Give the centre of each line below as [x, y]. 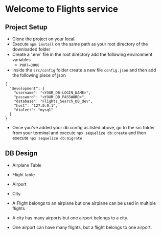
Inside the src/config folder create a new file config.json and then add [84, 70]
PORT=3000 [30, 65]
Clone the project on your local [43, 39]
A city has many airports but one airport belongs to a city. [70, 218]
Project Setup [26, 27]
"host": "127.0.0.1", [36, 106]
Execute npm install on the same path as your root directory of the [80, 44]
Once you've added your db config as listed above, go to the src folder [83, 128]
